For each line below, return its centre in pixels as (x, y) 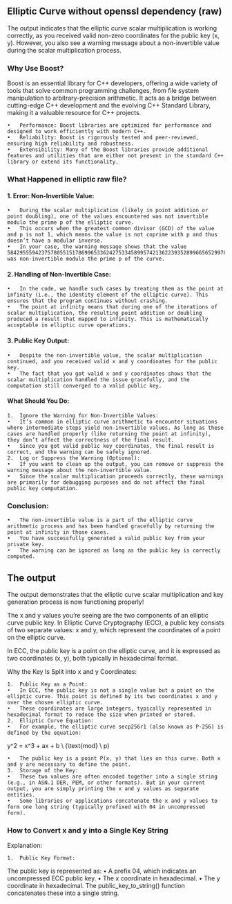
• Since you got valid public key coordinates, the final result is (111, 446)
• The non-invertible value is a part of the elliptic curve (100, 520)
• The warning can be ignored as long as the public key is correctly (114, 550)
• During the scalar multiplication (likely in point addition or (108, 211)
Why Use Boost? (36, 68)
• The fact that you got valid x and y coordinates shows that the (109, 374)
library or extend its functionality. (63, 162)
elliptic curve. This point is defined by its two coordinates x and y (112, 696)
